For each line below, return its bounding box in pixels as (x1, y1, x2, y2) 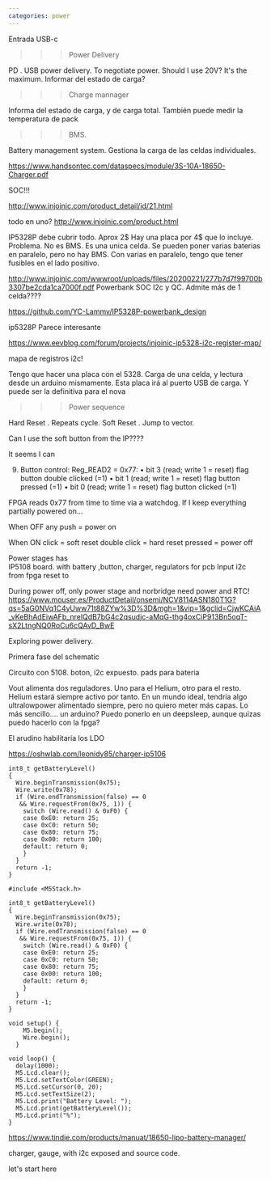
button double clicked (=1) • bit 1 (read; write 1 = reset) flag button (19, 473, 240, 483)
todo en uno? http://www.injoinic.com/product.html (8, 216, 179, 226)
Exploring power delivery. (8, 636, 94, 645)
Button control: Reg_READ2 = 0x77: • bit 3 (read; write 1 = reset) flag (19, 464, 249, 474)
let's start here (8, 1164, 57, 1174)
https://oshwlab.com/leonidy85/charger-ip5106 (8, 749, 167, 759)
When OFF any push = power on (8, 522, 116, 531)
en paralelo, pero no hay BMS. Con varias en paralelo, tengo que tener (8, 249, 243, 259)
